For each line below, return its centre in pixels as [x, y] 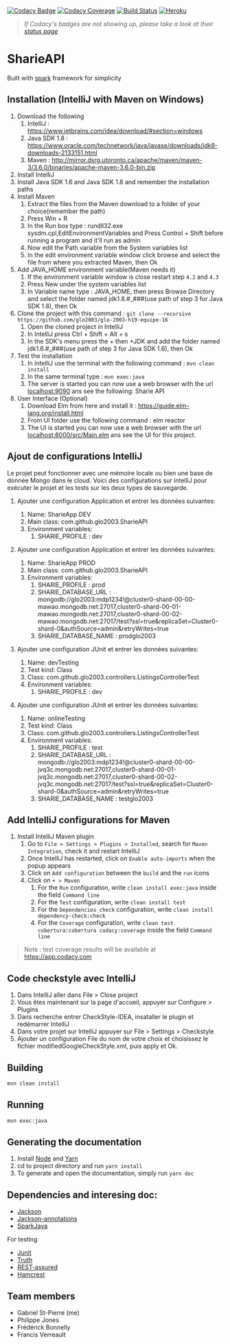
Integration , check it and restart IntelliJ [83, 851]
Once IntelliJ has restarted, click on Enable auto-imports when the [121, 858]
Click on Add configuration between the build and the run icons [118, 873]
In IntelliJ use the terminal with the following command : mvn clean [121, 363]
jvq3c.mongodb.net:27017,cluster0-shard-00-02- [107, 776]
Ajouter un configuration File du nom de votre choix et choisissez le [112, 1039]
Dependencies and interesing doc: [82, 1195]
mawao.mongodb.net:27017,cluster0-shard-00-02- [110, 614]
